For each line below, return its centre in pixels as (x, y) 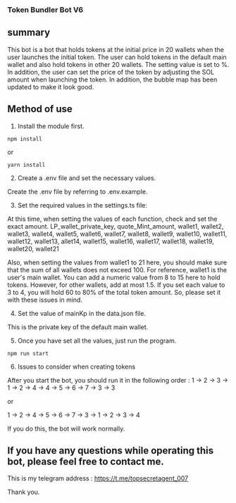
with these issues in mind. (45, 300)
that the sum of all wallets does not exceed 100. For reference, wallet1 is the (117, 269)
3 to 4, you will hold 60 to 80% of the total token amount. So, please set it (114, 292)
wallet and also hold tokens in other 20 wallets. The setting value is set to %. (118, 64)
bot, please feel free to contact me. (86, 461)
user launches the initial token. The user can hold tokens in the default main (117, 57)
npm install (25, 139)
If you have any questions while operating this (111, 451)
